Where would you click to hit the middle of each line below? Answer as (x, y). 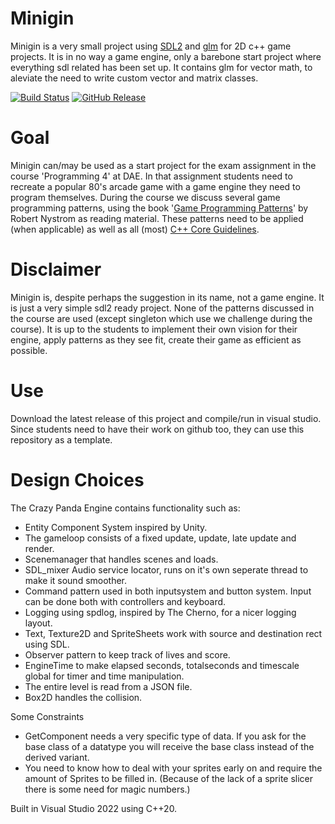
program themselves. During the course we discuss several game (145, 197)
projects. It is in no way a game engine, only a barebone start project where (166, 56)
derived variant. (57, 757)
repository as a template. (61, 439)
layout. (38, 623)
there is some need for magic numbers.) (107, 789)
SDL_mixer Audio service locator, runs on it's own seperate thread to (166, 569)
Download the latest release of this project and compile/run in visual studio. (166, 418)
